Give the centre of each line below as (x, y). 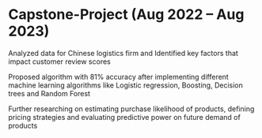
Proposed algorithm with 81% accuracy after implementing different (119, 76)
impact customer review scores (59, 62)
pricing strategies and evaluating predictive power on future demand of (125, 117)
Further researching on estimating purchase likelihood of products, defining (131, 109)
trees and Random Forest (49, 93)
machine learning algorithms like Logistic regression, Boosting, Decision (126, 85)
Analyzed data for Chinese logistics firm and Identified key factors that (123, 53)
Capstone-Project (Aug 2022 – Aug (126, 15)
